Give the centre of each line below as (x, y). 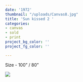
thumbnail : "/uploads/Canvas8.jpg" (42, 14)
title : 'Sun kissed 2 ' (30, 19)
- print (13, 38)
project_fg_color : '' (27, 46)
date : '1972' (19, 10)
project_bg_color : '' (27, 42)
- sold (12, 33)
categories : (17, 23)
